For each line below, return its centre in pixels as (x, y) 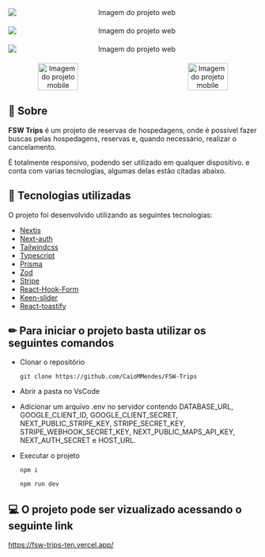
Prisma (31, 264)
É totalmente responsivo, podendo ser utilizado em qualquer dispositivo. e (129, 162)
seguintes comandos (61, 343)
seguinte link (41, 526)
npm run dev (39, 484)
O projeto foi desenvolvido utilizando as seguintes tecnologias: (110, 215)
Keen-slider (38, 297)
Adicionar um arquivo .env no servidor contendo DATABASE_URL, (126, 406)
